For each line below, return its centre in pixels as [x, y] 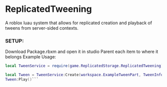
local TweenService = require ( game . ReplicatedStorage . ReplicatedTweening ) [84, 66]
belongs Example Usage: [31, 57]
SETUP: [14, 41]
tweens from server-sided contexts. [42, 28]
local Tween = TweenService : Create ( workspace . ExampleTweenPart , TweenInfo [84, 75]
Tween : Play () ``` [22, 79]
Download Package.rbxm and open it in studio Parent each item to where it [82, 52]
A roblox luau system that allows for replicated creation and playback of [79, 23]
